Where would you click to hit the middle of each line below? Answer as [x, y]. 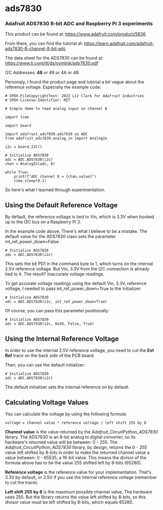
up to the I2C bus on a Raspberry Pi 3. [43, 222]
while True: [17, 173]
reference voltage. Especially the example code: [53, 87]
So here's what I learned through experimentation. [55, 190]
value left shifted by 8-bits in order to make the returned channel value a [77, 452]
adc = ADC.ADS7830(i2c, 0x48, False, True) [50, 324]
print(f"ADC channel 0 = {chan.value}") [55, 177]
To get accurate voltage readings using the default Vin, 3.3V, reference [76, 284]
